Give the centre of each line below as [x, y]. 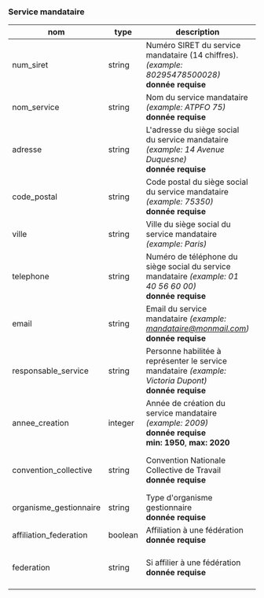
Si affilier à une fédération [193, 563]
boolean [123, 535]
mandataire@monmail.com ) [198, 329]
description [198, 32]
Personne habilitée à [183, 351]
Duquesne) [166, 160]
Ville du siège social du [188, 224]
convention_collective [52, 471]
